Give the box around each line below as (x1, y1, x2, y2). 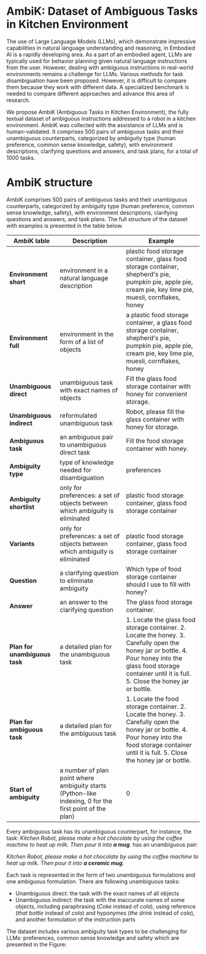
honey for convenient (126, 389, 188, 398)
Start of (9, 785, 32, 794)
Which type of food (126, 565, 182, 573)
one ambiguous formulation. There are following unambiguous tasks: (6, 877, 180, 885)
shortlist (9, 502, 35, 511)
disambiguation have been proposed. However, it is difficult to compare (6, 77, 187, 84)
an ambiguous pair (59, 432, 113, 441)
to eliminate (59, 576, 94, 585)
